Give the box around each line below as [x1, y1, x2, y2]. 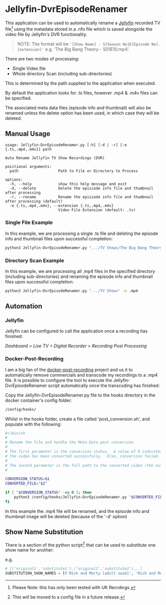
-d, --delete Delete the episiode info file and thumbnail [9, 186, 154, 191]
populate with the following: [5, 421, 62, 427]
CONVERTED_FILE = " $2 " [5, 481, 48, 486]
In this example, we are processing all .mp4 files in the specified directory [5, 268, 156, 274]
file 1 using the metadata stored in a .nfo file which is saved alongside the [5, 25, 153, 32]
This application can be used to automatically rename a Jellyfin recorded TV [5, 20, 161, 26]
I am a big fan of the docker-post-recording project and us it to [5, 367, 133, 373]
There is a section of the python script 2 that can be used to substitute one [5, 541, 156, 548]
